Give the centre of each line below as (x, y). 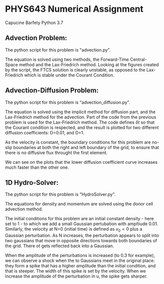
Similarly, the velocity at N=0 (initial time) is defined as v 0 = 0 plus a (74, 230)
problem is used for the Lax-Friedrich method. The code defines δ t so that (80, 122)
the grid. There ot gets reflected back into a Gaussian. (59, 246)
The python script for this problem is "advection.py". (58, 50)
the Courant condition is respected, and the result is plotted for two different (82, 127)
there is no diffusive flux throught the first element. (56, 153)
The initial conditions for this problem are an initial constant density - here (80, 219)
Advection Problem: (36, 38)
